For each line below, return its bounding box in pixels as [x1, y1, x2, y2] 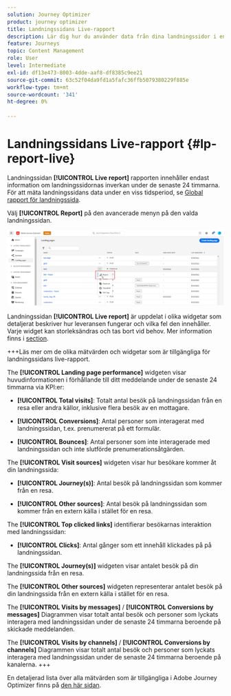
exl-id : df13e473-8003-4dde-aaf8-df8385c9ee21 [7, 69, 143, 76]
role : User [7, 55, 38, 62]
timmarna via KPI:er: [7, 382, 65, 391]
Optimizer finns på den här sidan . [7, 681, 102, 689]
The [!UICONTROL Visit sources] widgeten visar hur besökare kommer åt [7, 458, 217, 467]
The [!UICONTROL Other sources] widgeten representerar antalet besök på [7, 582, 223, 591]
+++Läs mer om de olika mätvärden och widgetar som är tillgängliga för [7, 347, 211, 356]
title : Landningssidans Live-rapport [7, 25, 115, 32]
